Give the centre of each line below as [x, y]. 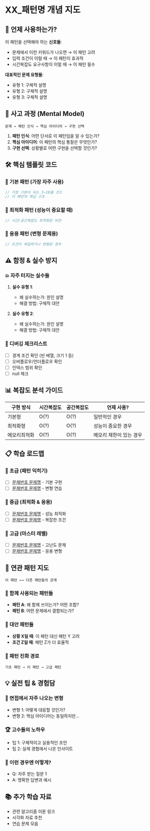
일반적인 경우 [108, 417]
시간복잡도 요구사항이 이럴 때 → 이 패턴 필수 [54, 64]
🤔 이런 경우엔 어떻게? [28, 762]
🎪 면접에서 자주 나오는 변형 [34, 698]
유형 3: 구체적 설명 [30, 97]
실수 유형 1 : [23, 287]
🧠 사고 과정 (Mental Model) [45, 114]
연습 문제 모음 [25, 824]
